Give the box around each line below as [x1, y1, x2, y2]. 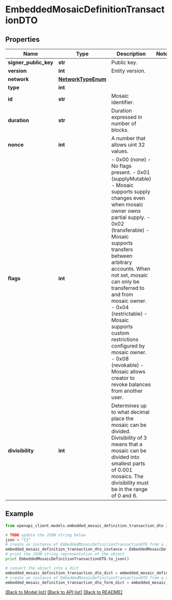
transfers [111, 246, 133, 253]
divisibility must [111, 479, 149, 486]
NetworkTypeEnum [58, 76, 106, 83]
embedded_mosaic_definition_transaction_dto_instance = [5, 547, 127, 552]
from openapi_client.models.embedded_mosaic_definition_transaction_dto [5, 523, 164, 528]
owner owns [111, 207, 141, 214]
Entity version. [111, 67, 146, 74]
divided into [111, 453, 140, 461]
